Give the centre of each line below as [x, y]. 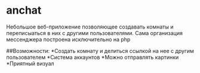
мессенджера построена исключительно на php [68, 39]
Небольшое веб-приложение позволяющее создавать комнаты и [90, 27]
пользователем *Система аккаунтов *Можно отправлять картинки [93, 57]
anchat [24, 10]
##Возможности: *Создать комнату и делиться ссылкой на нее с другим [100, 50]
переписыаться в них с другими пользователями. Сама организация [95, 33]
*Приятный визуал [30, 64]
